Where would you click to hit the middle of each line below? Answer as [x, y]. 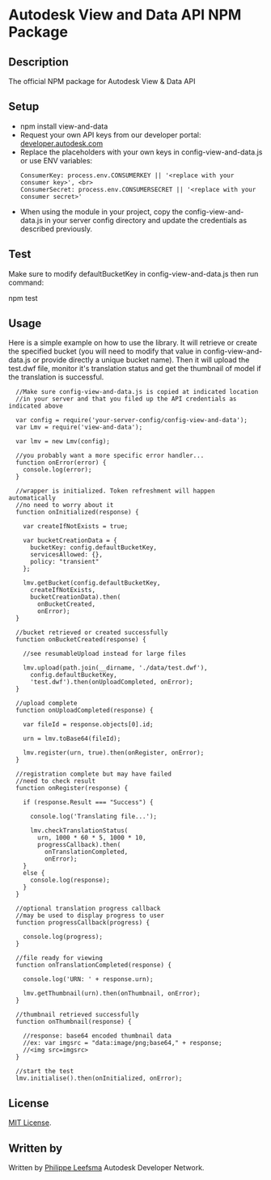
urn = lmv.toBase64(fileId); [72, 739]
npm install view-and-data [64, 126]
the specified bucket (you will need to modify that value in [105, 351]
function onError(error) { [61, 463]
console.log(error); [57, 470]
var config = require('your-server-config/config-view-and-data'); [132, 421]
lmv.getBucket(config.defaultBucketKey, [92, 583]
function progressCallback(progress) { [83, 923]
